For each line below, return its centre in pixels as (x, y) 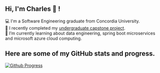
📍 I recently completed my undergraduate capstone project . (65, 28)
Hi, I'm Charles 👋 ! (33, 9)
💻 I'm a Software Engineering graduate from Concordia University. (73, 21)
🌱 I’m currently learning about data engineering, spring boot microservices (80, 33)
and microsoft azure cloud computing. (44, 38)
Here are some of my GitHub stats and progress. (80, 54)
